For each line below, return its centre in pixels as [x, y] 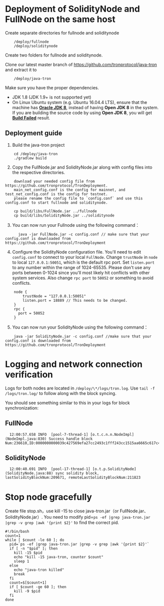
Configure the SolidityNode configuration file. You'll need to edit [77, 252]
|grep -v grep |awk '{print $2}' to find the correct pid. [62, 523]
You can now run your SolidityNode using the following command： [80, 327]
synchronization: [22, 408]
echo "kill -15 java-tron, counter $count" [59, 557]
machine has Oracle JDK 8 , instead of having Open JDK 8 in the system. [85, 107]
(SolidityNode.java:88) [29, 473]
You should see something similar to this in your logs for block [68, 403]
